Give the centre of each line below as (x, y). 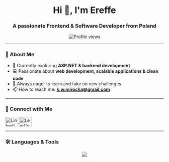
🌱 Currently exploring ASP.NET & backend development (71, 65)
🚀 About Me (20, 55)
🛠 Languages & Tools (32, 142)
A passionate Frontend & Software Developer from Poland (84, 26)
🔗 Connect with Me (29, 109)
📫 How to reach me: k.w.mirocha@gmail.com (61, 89)
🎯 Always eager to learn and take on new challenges (67, 84)
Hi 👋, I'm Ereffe (84, 10)
